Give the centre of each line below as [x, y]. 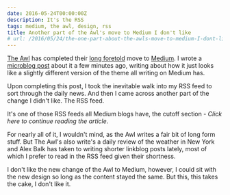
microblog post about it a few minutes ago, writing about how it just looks [111, 66]
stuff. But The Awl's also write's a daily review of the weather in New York [111, 142]
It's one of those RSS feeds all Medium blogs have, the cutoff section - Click [115, 114]
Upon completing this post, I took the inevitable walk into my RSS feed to [110, 86]
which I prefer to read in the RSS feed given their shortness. [91, 156]
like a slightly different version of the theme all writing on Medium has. [106, 73]
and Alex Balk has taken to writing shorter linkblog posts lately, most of [107, 149]
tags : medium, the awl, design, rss [59, 26]
